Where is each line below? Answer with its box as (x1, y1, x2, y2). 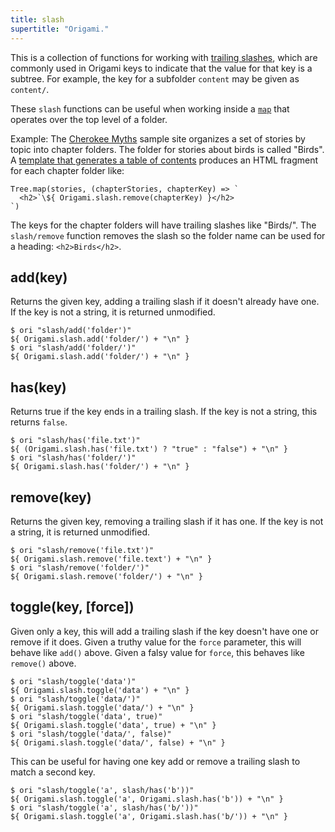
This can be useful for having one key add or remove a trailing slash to (10, 755, 301, 767)
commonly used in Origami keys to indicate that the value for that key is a (10, 62, 313, 74)
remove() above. (10, 657, 77, 669)
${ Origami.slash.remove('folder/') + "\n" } (10, 571, 203, 581)
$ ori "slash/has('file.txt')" (10, 436, 141, 446)
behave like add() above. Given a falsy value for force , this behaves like (10, 646, 305, 658)
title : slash (10, 14, 65, 25)
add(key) (10, 269, 68, 286)
